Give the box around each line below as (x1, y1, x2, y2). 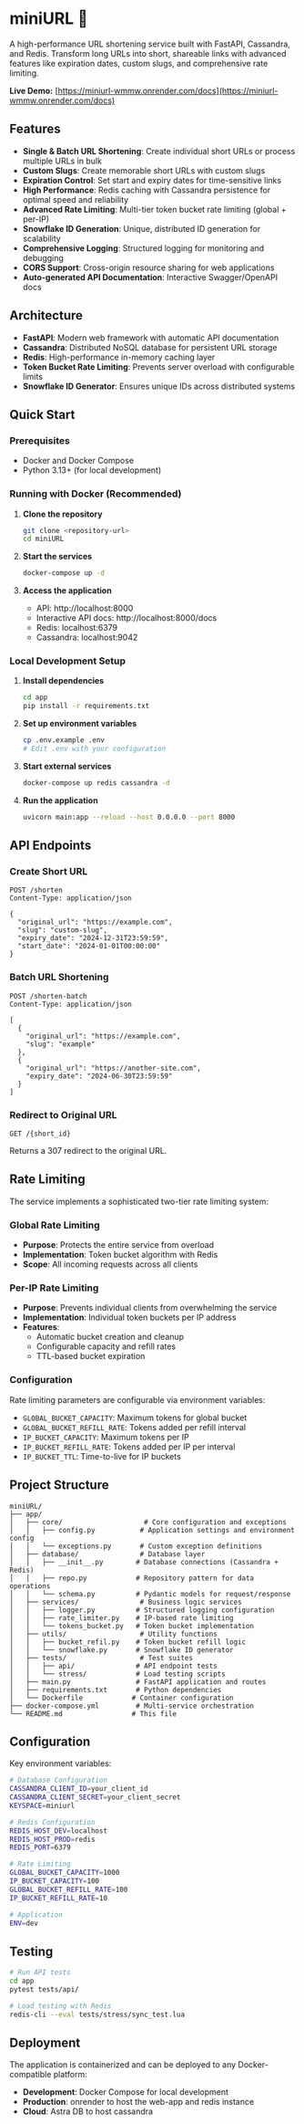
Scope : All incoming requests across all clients (22, 1259, 198, 1270)
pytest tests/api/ (9, 1985, 79, 1994)
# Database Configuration (9, 1775, 107, 1785)
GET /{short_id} (9, 1129, 71, 1138)
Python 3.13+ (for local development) (22, 465, 162, 476)
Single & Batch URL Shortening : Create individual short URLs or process (22, 145, 296, 156)
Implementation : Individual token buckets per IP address (22, 1312, 237, 1323)
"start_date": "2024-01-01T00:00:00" (17, 942, 161, 951)
